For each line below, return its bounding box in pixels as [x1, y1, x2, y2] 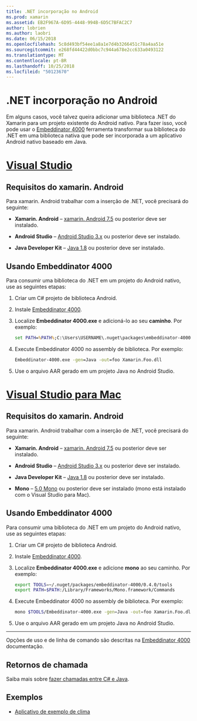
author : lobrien [6, 25, 46, 31]
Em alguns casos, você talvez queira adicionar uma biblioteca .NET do [6, 113, 176, 120]
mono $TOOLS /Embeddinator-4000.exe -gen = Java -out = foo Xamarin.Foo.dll [14, 609, 193, 615]
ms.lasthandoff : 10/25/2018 [6, 63, 75, 69]
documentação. [6, 643, 44, 650]
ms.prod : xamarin [6, 14, 49, 20]
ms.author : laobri [6, 31, 51, 36]
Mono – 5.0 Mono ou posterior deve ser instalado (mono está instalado [14, 485, 186, 492]
